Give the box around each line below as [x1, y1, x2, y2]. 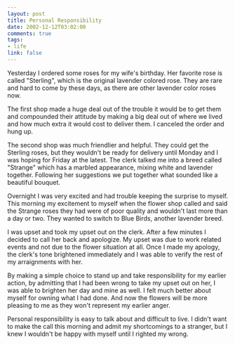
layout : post [7, 10, 46, 18]
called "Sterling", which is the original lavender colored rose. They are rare [7, 76, 222, 84]
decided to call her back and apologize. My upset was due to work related [7, 235, 222, 243]
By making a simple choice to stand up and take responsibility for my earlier [7, 271, 227, 280]
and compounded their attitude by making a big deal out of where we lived [7, 112, 223, 120]
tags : [7, 37, 23, 44]
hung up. [7, 127, 34, 136]
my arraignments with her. [7, 257, 83, 266]
